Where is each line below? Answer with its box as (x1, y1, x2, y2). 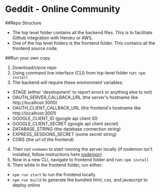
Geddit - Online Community (5, 3, 120, 15)
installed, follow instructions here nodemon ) (12, 151, 103, 157)
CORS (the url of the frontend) (12, 136, 74, 142)
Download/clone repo (12, 64, 57, 70)
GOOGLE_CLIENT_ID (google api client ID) (12, 115, 98, 121)
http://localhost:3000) (12, 99, 58, 105)
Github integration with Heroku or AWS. (12, 35, 93, 41)
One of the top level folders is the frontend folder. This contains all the (12, 40, 156, 46)
